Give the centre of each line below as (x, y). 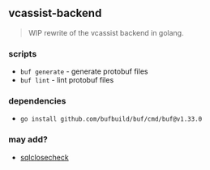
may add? (28, 139)
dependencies (37, 101)
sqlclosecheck (44, 157)
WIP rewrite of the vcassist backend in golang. (106, 32)
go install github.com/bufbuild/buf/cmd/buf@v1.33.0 (111, 119)
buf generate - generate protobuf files (84, 71)
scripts (23, 53)
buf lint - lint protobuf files (67, 80)
